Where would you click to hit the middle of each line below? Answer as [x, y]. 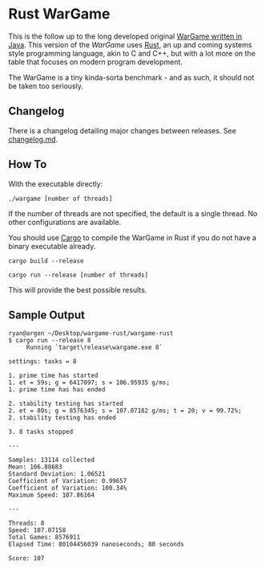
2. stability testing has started [66, 404]
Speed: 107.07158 [37, 530]
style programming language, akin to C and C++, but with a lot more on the [132, 53]
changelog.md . [33, 139]
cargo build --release [46, 261]
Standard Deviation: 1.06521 [57, 474]
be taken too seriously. [46, 86]
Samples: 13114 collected [51, 460]
